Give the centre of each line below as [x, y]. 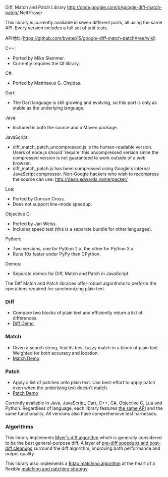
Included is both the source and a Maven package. [65, 127]
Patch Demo [25, 393]
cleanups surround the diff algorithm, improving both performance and [87, 448]
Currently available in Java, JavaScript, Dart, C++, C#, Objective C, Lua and [84, 403]
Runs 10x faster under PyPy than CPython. [57, 254]
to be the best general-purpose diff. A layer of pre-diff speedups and [77, 443]
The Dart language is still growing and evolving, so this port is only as [85, 102]
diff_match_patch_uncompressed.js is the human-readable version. [82, 147]
